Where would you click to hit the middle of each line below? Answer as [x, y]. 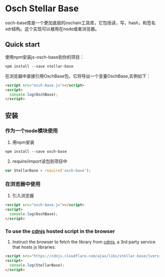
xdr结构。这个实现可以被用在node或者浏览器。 [52, 29]
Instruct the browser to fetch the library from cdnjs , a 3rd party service [84, 242]
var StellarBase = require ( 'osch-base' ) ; [48, 170]
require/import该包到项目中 [40, 161]
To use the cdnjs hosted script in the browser [60, 231]
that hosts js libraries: [34, 247]
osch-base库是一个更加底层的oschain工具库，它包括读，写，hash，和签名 [81, 23]
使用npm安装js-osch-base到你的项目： [45, 57]
